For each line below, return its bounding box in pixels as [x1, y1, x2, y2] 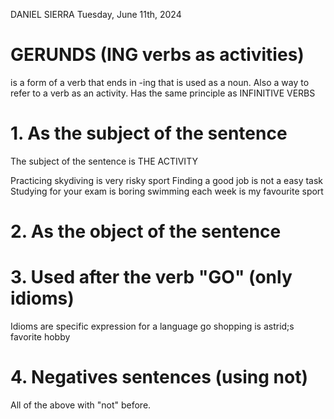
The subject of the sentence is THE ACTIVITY [10, 155, 198, 167]
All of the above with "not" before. [10, 399, 152, 411]
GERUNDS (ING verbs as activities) [10, 44, 305, 66]
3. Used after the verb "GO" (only [10, 266, 293, 289]
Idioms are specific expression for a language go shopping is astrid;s [10, 320, 295, 332]
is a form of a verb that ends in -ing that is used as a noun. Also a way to [10, 76, 310, 88]
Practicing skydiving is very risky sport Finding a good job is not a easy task [10, 174, 324, 186]
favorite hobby [10, 331, 71, 343]
